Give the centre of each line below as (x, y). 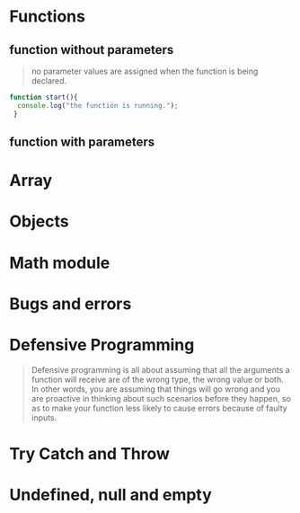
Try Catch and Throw (90, 453)
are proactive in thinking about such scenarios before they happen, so (161, 398)
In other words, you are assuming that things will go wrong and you (156, 389)
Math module (60, 263)
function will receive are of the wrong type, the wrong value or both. (158, 379)
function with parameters (82, 142)
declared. (49, 81)
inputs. (44, 417)
